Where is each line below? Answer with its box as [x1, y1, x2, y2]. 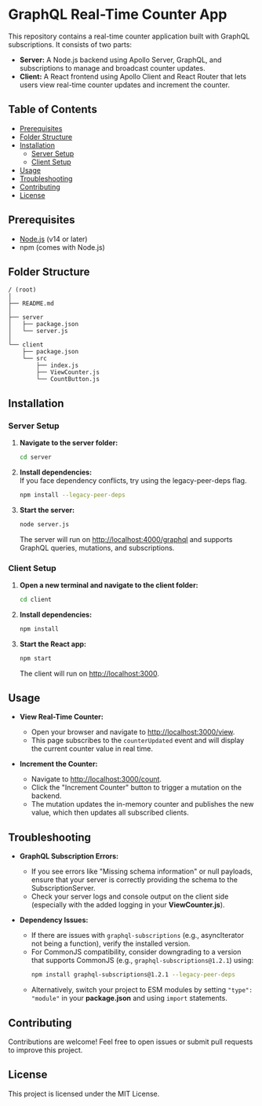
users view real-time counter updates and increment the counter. [19, 80, 230, 90]
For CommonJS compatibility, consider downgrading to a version [31, 947, 242, 957]
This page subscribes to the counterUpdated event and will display [31, 736, 245, 745]
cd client [19, 595, 53, 603]
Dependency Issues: [19, 915, 89, 925]
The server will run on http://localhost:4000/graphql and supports [19, 534, 233, 544]
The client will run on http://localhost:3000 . [19, 668, 159, 678]
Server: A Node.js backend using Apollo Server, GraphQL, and [19, 55, 222, 64]
